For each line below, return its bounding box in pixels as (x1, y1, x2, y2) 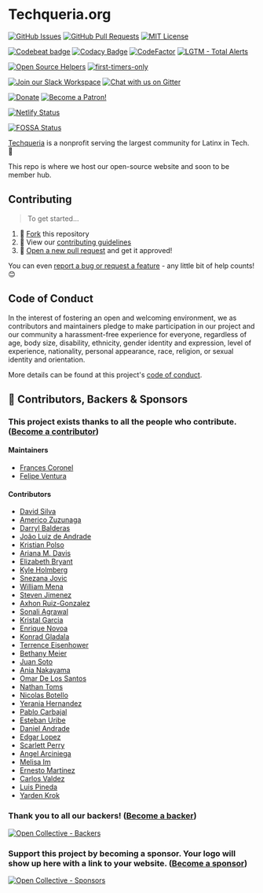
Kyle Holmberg (19, 565, 68, 575)
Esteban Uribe (19, 715, 66, 725)
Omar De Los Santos (19, 674, 87, 683)
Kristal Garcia (19, 616, 64, 625)
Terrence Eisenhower (19, 641, 89, 650)
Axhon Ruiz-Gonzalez (19, 599, 90, 608)
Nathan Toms (19, 682, 64, 692)
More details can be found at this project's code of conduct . (8, 369, 203, 379)
